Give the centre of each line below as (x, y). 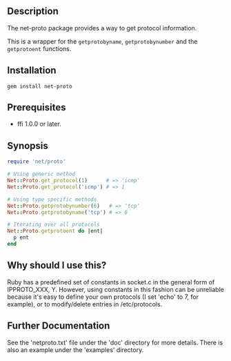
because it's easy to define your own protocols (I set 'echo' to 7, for (103, 297)
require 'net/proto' (37, 162)
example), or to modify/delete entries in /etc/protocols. (85, 304)
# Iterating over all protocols (53, 225)
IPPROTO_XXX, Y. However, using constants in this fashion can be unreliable (115, 289)
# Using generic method (41, 174)
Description (33, 11)
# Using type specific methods (52, 199)
